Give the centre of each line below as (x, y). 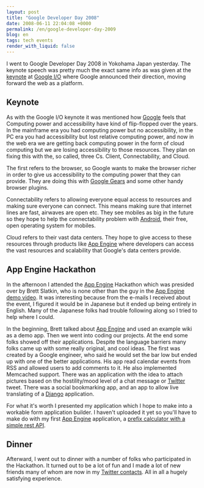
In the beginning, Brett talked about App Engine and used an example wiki (99, 329)
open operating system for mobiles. (51, 225)
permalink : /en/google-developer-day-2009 (61, 29)
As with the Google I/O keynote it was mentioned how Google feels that (96, 117)
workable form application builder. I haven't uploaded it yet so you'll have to (102, 412)
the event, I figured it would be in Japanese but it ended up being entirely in (101, 304)
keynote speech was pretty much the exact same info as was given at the (99, 70)
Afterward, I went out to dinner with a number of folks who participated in (99, 459)
